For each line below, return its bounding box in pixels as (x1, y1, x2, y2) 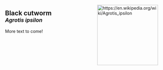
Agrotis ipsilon (5, 17, 43, 24)
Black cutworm (5, 9, 52, 17)
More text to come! (5, 28, 43, 34)
